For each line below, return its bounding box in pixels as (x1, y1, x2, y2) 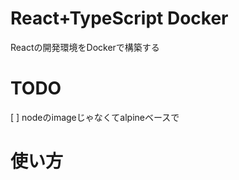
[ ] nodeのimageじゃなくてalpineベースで (10, 111, 180, 123)
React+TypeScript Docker (10, 7, 229, 30)
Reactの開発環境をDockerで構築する (10, 41, 160, 53)
